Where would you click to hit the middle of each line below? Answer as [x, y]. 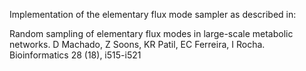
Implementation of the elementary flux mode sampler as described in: [153, 14]
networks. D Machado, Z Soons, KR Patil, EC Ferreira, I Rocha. [137, 44]
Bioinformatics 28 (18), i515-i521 [75, 55]
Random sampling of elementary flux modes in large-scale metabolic [151, 33]
